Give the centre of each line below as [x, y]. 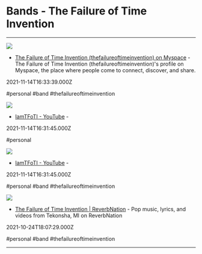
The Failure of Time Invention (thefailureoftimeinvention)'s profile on [99, 64]
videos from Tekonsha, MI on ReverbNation [69, 215]
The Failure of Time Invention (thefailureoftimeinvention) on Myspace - [103, 57]
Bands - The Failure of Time [77, 11]
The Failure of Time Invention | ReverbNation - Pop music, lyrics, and [100, 209]
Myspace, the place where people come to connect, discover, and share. [105, 70]
